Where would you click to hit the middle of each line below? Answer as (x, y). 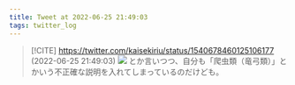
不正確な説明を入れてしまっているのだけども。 (139, 72)
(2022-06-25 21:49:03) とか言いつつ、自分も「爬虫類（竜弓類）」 (155, 60)
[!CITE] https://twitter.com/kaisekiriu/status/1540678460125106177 (152, 50)
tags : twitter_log (43, 25)
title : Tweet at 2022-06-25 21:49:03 (79, 17)
